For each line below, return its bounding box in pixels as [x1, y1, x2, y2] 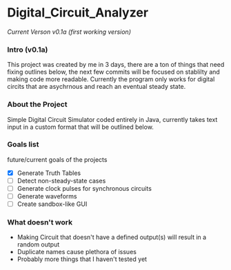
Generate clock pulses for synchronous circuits [17, 184, 152, 192]
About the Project [7, 100, 68, 110]
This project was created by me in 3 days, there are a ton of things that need [7, 61, 225, 69]
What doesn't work [7, 218, 73, 227]
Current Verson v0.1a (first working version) [7, 28, 131, 36]
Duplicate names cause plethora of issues [17, 248, 137, 256]
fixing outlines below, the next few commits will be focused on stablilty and [7, 67, 221, 76]
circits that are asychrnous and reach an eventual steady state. [7, 83, 186, 91]
